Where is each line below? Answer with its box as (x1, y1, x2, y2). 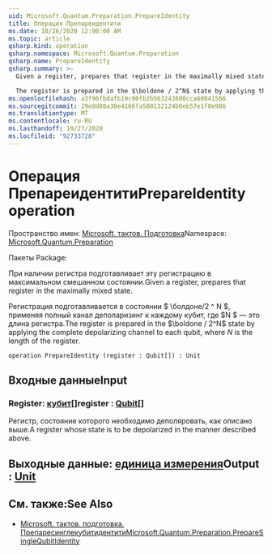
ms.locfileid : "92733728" (8, 132, 96, 140)
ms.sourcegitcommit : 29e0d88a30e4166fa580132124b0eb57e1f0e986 (8, 102, 227, 110)
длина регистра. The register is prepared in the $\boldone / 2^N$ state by (8, 318, 255, 329)
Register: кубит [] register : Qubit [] (8, 398, 144, 409)
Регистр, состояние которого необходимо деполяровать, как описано (8, 416, 253, 426)
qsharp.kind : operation (8, 42, 89, 50)
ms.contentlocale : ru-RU (8, 117, 92, 126)
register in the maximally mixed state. (8, 286, 134, 295)
